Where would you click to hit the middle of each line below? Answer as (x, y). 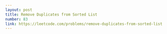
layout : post (19, 10)
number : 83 (17, 19)
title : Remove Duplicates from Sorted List (51, 14)
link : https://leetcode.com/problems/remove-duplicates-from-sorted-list (84, 24)
